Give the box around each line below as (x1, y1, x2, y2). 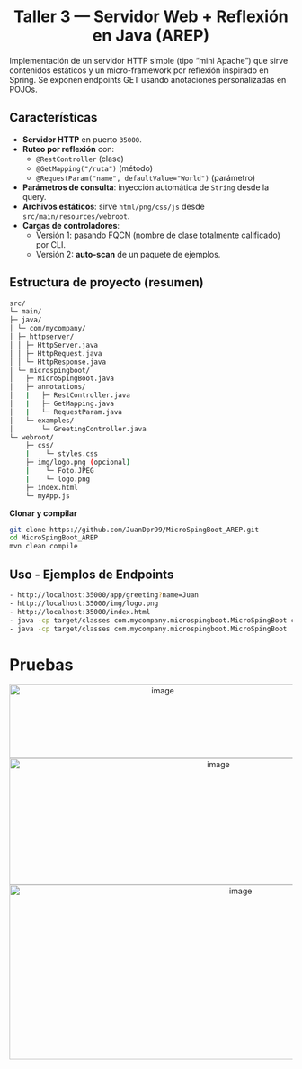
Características (9, 110, 98, 125)
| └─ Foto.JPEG (25, 467, 94, 476)
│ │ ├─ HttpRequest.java (9, 349, 102, 358)
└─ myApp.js (25, 491, 70, 501)
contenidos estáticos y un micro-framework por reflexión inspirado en (9, 65, 269, 76)
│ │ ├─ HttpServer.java (9, 340, 99, 349)
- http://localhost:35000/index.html (9, 607, 151, 616)
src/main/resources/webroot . (22, 210, 130, 222)
